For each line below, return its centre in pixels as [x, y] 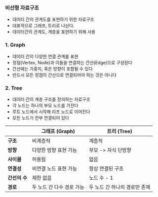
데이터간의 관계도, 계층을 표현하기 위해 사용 [54, 32]
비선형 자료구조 [22, 7]
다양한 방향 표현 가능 [55, 150]
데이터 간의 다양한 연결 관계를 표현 [45, 56]
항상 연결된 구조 [106, 168]
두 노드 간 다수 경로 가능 [58, 187]
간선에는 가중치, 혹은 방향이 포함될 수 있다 [52, 69]
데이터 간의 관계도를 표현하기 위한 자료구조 [53, 20]
